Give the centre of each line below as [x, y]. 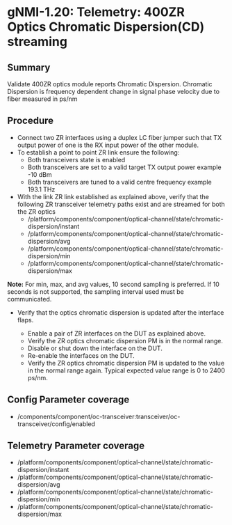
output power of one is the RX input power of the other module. [108, 145]
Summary [29, 67]
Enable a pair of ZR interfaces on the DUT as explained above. [117, 333]
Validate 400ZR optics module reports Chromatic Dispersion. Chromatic [110, 84]
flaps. [25, 320]
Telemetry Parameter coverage [76, 446]
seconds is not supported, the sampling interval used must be [96, 291]
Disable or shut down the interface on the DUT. [95, 348]
